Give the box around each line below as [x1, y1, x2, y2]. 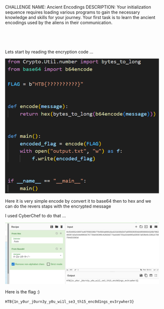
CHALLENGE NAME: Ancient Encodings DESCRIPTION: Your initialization [5, 4, 151, 10]
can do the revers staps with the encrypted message [5, 203, 111, 209]
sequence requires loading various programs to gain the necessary [5, 9, 140, 15]
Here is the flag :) [5, 289, 40, 295]
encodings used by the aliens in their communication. [5, 19, 113, 25]
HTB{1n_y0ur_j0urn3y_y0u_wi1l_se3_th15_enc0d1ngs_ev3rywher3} [5, 299, 134, 304]
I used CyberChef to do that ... [5, 213, 66, 219]
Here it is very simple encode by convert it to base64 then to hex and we [5, 198, 151, 204]
